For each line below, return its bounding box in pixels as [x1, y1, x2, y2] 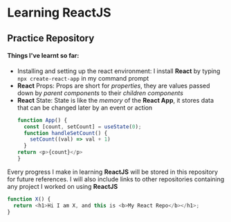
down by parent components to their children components [17, 88, 183, 97]
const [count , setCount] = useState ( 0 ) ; [24, 123, 142, 130]
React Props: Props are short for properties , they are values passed [17, 81, 210, 90]
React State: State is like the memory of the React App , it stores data [17, 96, 214, 104]
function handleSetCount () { [24, 130, 108, 137]
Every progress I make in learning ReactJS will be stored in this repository [7, 168, 219, 176]
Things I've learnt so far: [7, 52, 80, 60]
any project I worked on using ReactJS [7, 182, 118, 190]
